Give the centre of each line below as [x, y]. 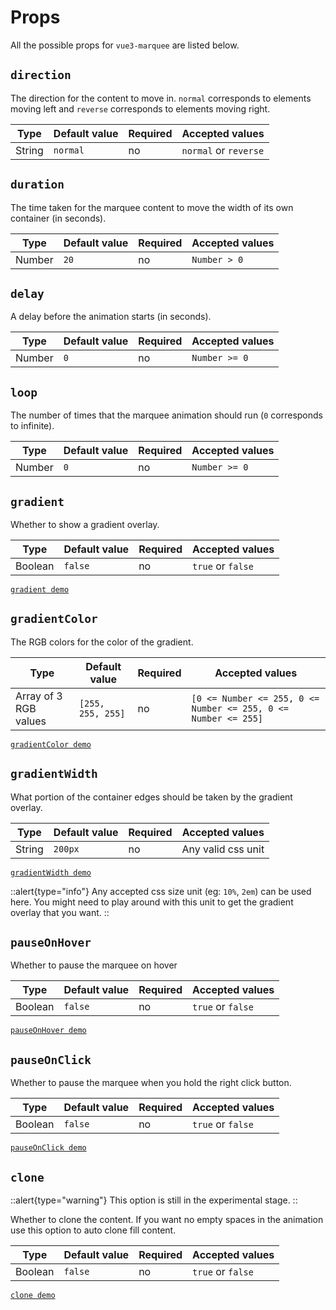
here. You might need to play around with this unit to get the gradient [152, 902]
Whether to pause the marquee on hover [94, 965]
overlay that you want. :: [60, 912]
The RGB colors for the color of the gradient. [102, 642]
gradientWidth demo [51, 872]
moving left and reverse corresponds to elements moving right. [140, 108]
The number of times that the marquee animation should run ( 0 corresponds [166, 415]
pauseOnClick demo [48, 1148]
